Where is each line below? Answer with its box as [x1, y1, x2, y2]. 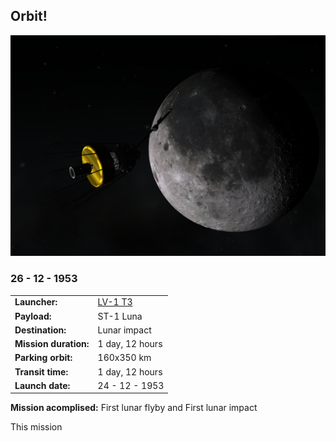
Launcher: [14, 296, 58, 308]
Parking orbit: [14, 352, 73, 364]
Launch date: [14, 379, 71, 391]
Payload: [14, 310, 52, 322]
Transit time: [14, 365, 69, 378]
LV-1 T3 [97, 296, 133, 308]
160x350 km [97, 352, 152, 364]
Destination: [14, 324, 67, 336]
